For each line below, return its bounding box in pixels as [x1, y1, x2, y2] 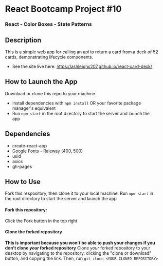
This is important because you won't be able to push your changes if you [5, 240, 155, 246]
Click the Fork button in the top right [5, 218, 78, 224]
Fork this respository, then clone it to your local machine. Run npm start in [5, 190, 154, 196]
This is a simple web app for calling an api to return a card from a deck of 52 [5, 49, 158, 55]
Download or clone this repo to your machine [5, 90, 96, 96]
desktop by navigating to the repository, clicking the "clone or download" [5, 250, 152, 256]
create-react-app [12, 143, 47, 148]
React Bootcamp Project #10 [5, 3, 122, 15]
